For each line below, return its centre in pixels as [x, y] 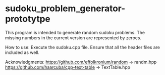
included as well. [22, 52]
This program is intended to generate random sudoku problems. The [75, 32]
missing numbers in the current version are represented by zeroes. [73, 38]
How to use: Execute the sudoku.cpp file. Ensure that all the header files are [82, 47]
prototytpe [28, 19]
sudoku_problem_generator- [65, 9]
